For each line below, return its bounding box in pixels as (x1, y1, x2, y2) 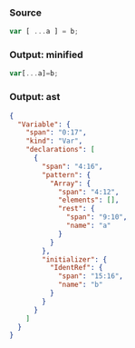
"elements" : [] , (57, 195, 120, 205)
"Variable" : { (17, 120, 71, 129)
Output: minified (9, 48, 83, 61)
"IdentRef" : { (49, 263, 103, 273)
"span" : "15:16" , (57, 272, 124, 281)
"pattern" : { (42, 170, 92, 179)
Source (9, 6, 43, 19)
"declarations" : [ (25, 145, 95, 154)
